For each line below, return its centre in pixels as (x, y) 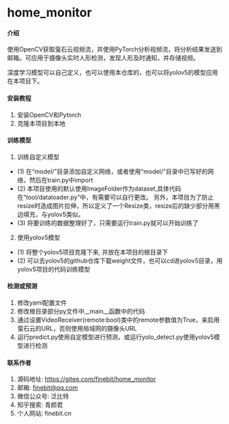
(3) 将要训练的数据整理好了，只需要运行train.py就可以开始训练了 (108, 223)
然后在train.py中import (61, 180)
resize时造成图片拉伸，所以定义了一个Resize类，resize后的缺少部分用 (116, 205)
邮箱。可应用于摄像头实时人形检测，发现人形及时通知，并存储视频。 (103, 58)
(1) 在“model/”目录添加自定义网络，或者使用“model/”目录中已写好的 (112, 171)
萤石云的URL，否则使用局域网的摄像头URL (77, 328)
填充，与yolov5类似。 (53, 214)
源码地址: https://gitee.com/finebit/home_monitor (86, 379)
